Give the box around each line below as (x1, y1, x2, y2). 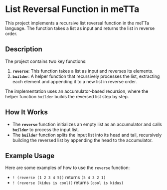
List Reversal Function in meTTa (5, 3, 140, 15)
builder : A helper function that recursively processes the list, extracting (12, 73, 160, 79)
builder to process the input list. (12, 126, 79, 133)
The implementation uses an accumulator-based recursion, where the (5, 88, 149, 94)
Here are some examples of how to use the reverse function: (5, 165, 130, 171)
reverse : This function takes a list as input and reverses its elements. (12, 68, 154, 74)
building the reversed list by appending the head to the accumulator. (12, 137, 153, 143)
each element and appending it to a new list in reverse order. (12, 78, 137, 84)
